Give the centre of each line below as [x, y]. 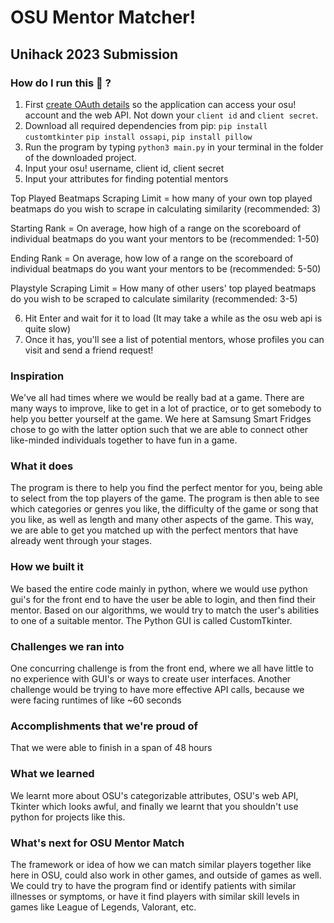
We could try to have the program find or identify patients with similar [153, 885]
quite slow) [48, 328]
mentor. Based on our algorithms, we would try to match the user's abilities [165, 610]
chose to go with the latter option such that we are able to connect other [159, 430]
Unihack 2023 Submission [94, 54]
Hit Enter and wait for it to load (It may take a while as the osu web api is [173, 318]
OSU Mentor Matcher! [103, 17]
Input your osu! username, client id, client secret [124, 168]
